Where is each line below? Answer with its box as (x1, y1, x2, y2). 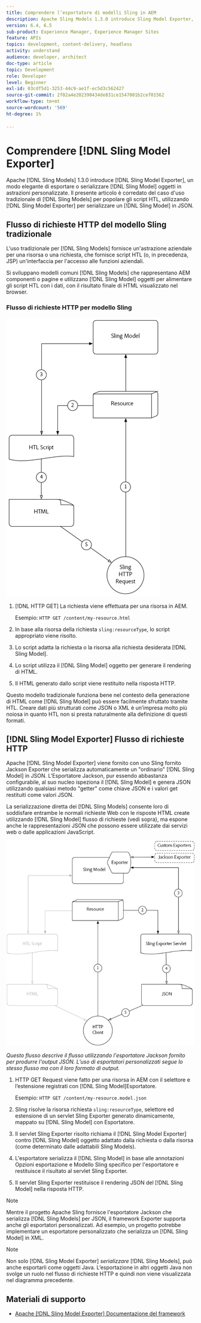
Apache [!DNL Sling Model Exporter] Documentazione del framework (14, 1310, 185, 1318)
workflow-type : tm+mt (6, 98, 60, 104)
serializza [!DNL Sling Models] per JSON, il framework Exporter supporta (6, 1215, 186, 1222)
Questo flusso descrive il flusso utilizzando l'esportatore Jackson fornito (6, 1052, 185, 1059)
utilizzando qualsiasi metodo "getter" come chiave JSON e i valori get (6, 785, 178, 792)
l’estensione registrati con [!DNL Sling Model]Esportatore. (14, 1083, 157, 1090)
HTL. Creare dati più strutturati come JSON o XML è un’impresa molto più (6, 704, 187, 711)
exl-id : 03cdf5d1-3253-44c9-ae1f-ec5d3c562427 (6, 86, 124, 92)
